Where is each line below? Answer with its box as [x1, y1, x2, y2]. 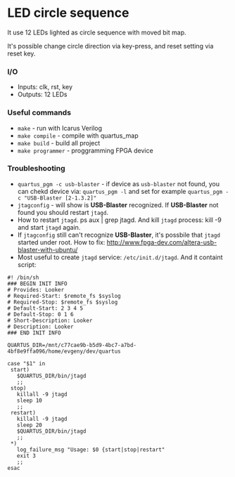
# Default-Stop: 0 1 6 [7, 311, 74, 318]
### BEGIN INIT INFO [7, 280, 68, 287]
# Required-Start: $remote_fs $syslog [7, 292, 121, 299]
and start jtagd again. [17, 223, 81, 231]
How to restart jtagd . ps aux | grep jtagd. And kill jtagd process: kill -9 [17, 216, 222, 224]
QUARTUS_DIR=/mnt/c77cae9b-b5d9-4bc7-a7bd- [7, 341, 137, 348]
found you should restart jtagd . [17, 208, 109, 216]
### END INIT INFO [7, 329, 61, 336]
